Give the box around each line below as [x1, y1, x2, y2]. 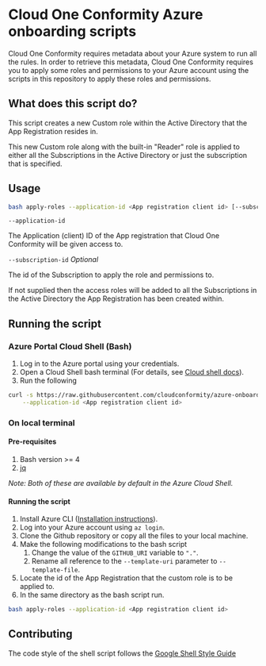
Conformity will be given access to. [8, 240, 123, 249]
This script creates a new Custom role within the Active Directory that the [8, 117, 248, 128]
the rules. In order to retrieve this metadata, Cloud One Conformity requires [8, 57, 253, 67]
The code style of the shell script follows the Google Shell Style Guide [8, 649, 236, 658]
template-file [31, 566, 78, 575]
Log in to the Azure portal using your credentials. [19, 359, 180, 368]
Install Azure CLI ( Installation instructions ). [19, 514, 158, 524]
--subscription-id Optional [8, 255, 99, 264]
